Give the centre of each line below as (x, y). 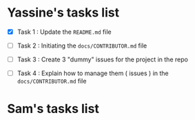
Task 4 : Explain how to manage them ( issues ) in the (93, 73)
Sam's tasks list (53, 109)
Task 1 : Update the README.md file (64, 32)
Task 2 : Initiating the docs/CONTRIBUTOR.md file (82, 46)
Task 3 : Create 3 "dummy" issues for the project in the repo (102, 59)
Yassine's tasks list (63, 13)
